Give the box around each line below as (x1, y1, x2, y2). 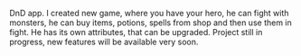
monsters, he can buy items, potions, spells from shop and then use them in (9, 17, 292, 28)
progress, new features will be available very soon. (9, 36, 199, 47)
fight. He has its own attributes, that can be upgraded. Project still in (9, 27, 263, 37)
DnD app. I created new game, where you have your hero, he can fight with (9, 8, 289, 18)
